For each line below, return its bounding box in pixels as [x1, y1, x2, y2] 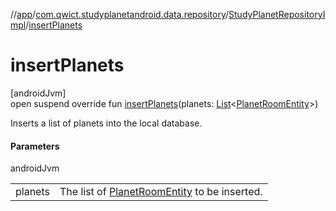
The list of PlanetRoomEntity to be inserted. [59, 185, 263, 199]
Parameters [10, 140, 60, 152]
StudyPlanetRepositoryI [228, 9, 326, 20]
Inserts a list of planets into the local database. [10, 117, 203, 129]
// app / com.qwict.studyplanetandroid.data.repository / [10, 9, 230, 20]
